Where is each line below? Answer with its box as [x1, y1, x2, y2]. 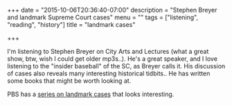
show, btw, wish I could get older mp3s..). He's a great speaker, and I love [7, 55, 218, 63]
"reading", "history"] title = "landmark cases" [7, 21, 136, 28]
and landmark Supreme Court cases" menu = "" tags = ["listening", [7, 13, 199, 21]
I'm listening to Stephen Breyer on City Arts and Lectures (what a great [7, 48, 209, 55]
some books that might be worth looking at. [7, 77, 132, 85]
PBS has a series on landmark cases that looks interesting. [7, 90, 175, 98]
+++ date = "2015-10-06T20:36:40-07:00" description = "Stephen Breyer [7, 6, 217, 14]
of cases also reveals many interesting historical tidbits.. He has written [7, 69, 211, 77]
